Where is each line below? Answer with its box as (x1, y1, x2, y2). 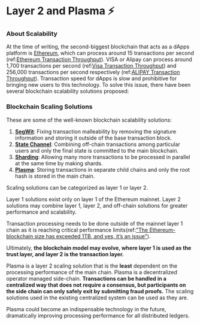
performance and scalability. (6, 208, 77, 215)
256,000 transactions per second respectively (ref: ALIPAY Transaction (6, 69, 180, 76)
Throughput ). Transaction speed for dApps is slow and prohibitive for (6, 75, 177, 82)
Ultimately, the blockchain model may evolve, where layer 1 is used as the (6, 244, 192, 251)
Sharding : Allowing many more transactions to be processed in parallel (14, 153, 190, 160)
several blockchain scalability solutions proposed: (6, 87, 129, 95)
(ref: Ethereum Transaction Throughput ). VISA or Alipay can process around (6, 56, 193, 63)
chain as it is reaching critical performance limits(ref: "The (6, 226, 149, 233)
